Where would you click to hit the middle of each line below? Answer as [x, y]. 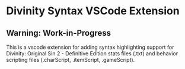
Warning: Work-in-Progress [59, 33]
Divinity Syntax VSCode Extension [93, 11]
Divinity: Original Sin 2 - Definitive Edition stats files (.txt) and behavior [92, 54]
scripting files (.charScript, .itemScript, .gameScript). [71, 60]
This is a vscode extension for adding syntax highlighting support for [90, 47]
